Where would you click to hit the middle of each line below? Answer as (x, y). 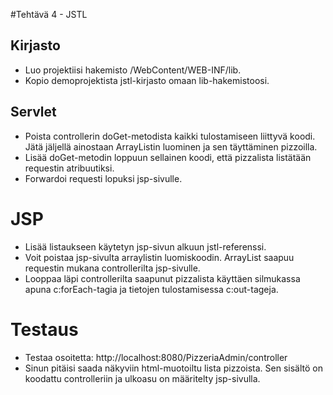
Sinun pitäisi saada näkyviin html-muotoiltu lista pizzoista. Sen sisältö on (173, 368)
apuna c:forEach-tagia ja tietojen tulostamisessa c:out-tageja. (151, 289)
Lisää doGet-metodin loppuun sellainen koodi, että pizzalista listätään (168, 157)
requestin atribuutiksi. (69, 168)
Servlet (33, 112)
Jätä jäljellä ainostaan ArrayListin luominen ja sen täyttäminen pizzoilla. (171, 146)
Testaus (44, 329)
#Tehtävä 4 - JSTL (49, 14)
